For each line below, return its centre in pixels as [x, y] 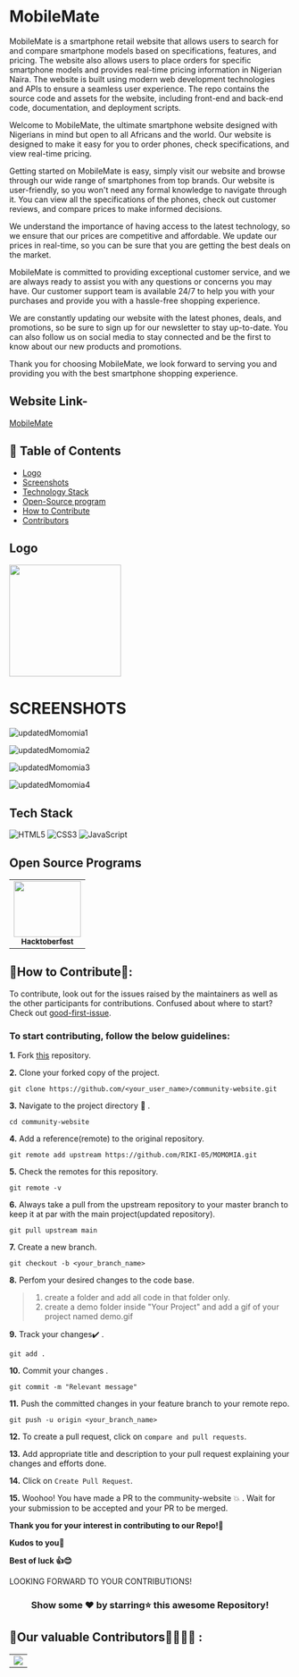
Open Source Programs [75, 863]
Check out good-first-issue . [60, 1012]
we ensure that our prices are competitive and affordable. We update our [143, 235]
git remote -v [36, 1188]
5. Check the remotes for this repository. [84, 1172]
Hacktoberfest [47, 941]
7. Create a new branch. [53, 1247]
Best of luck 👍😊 [41, 1561]
